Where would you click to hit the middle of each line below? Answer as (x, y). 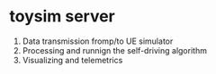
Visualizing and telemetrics (72, 60)
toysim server (62, 16)
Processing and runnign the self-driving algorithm (114, 50)
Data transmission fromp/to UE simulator (98, 41)
